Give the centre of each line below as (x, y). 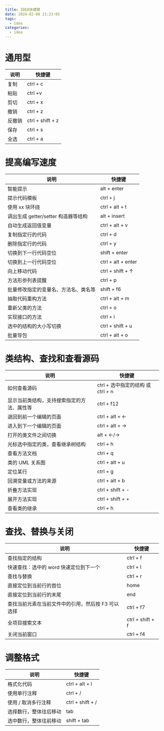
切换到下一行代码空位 (32, 253)
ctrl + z (35, 111)
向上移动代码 (22, 271)
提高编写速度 (31, 163)
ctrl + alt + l (79, 684)
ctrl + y (108, 243)
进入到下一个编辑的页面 (35, 426)
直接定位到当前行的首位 (35, 585)
